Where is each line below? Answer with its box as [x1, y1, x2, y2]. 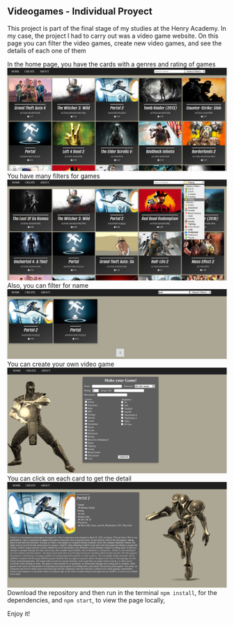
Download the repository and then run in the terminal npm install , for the [7, 588, 217, 596]
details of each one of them [7, 46, 86, 54]
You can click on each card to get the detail [7, 474, 132, 483]
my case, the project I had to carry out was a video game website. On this [7, 31, 219, 40]
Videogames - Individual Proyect [7, 6, 153, 17]
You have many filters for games [7, 171, 100, 180]
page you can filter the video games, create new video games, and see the [7, 38, 222, 47]
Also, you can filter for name [7, 281, 89, 290]
